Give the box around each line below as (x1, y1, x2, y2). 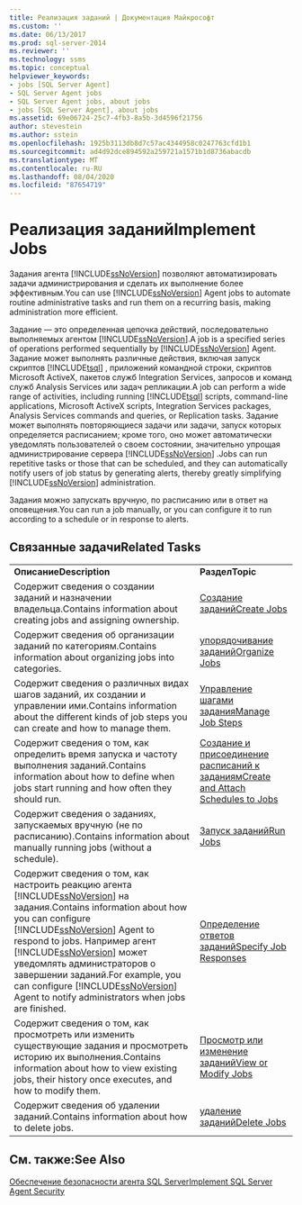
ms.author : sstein (9, 131, 78, 140)
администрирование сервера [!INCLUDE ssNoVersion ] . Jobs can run (9, 448, 268, 459)
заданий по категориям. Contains (13, 639, 157, 652)
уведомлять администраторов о (13, 956, 156, 969)
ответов (199, 929, 235, 941)
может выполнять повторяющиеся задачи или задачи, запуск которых (9, 420, 281, 430)
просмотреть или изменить (13, 1028, 135, 1040)
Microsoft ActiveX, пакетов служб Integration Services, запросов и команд (9, 372, 292, 383)
